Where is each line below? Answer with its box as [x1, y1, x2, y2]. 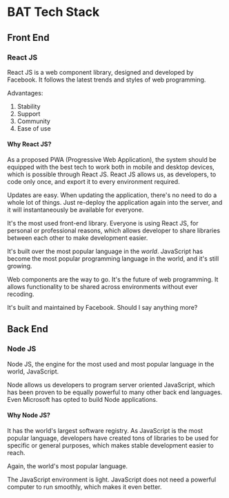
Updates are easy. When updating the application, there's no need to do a [7, 191, 217, 199]
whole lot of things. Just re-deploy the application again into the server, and [7, 199, 223, 207]
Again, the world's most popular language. [7, 461, 128, 470]
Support [17, 109, 41, 118]
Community [17, 117, 50, 125]
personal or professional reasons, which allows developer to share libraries [7, 226, 221, 235]
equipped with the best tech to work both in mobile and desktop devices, [7, 163, 215, 172]
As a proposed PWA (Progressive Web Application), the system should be [7, 156, 217, 164]
